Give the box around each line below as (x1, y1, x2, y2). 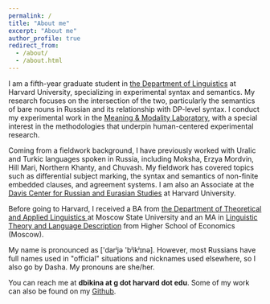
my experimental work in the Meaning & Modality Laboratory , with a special (8, 113, 258, 122)
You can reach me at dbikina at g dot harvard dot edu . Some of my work (8, 277, 250, 287)
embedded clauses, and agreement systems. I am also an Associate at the (8, 179, 255, 189)
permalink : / (8, 11, 52, 20)
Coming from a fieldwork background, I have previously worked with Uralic (8, 146, 256, 155)
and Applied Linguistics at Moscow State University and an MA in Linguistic (8, 212, 259, 222)
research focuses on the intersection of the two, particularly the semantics (8, 96, 256, 105)
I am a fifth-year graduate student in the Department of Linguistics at (8, 78, 237, 88)
